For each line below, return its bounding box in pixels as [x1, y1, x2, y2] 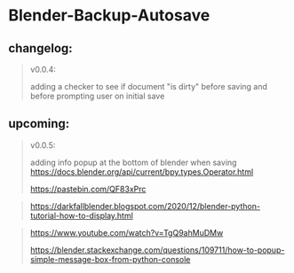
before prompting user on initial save [29, 90, 165, 101]
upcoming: [8, 116, 70, 131]
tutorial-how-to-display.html [29, 210, 134, 221]
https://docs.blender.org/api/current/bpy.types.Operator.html [29, 166, 254, 177]
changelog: [8, 41, 73, 56]
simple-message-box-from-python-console [29, 253, 191, 264]
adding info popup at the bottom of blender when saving [29, 157, 237, 168]
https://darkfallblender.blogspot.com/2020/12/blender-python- [29, 200, 261, 211]
